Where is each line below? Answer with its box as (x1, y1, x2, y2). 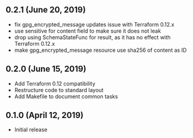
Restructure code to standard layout (14, 86, 104, 93)
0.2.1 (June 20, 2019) (5, 5, 86, 15)
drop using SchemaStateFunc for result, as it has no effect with (14, 33, 171, 41)
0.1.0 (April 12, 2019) (5, 110, 84, 121)
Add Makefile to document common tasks (14, 93, 118, 100)
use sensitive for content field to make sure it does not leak (14, 27, 161, 34)
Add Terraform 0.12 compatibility (14, 80, 96, 87)
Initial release (14, 126, 47, 133)
